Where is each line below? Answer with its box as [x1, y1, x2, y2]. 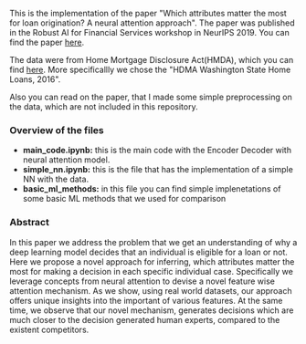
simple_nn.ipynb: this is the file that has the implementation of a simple [22, 164, 294, 175]
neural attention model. [22, 154, 111, 165]
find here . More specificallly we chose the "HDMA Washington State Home [9, 64, 291, 75]
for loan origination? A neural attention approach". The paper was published [9, 17, 295, 28]
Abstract [9, 216, 50, 229]
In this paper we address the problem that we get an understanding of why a [9, 236, 298, 247]
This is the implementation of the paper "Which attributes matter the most [9, 8, 288, 18]
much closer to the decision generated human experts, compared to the [9, 314, 280, 325]
